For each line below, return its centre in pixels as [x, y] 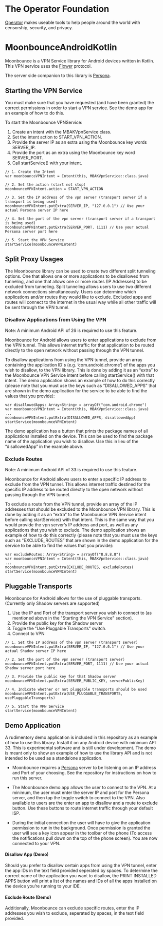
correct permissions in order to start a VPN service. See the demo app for [79, 108]
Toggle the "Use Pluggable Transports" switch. [59, 628]
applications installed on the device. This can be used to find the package [79, 436]
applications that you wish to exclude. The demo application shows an [75, 530]
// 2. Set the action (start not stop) [45, 184]
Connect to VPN [28, 633]
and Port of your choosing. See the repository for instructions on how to [84, 772]
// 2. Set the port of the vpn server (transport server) [65, 659]
